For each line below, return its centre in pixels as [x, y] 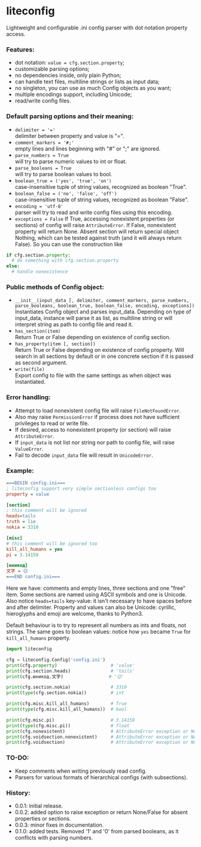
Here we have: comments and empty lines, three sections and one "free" [96, 588]
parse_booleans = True [43, 168]
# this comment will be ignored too [52, 544]
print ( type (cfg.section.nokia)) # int [65, 693]
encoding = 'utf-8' [39, 206]
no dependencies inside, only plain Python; [68, 76]
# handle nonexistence [40, 272]
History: [18, 792]
